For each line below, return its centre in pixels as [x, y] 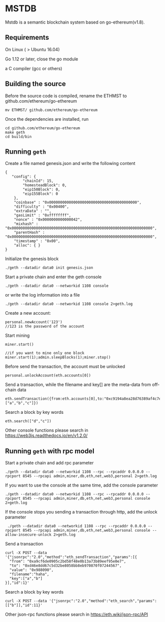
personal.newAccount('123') [34, 322]
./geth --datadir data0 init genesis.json [49, 268]
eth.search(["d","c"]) [28, 421]
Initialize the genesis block [32, 259]
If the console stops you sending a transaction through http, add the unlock [81, 512]
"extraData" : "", [33, 211]
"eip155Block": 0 [40, 194]
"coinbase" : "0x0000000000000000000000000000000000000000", [78, 203]
